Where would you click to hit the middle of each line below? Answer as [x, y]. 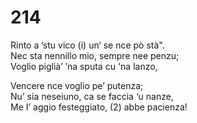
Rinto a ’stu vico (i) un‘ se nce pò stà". [87, 45]
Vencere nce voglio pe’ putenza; [77, 85]
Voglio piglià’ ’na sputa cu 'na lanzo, [84, 66]
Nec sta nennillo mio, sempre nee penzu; [95, 55]
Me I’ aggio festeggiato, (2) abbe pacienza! [99, 107]
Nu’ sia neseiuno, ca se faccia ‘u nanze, [92, 96]
